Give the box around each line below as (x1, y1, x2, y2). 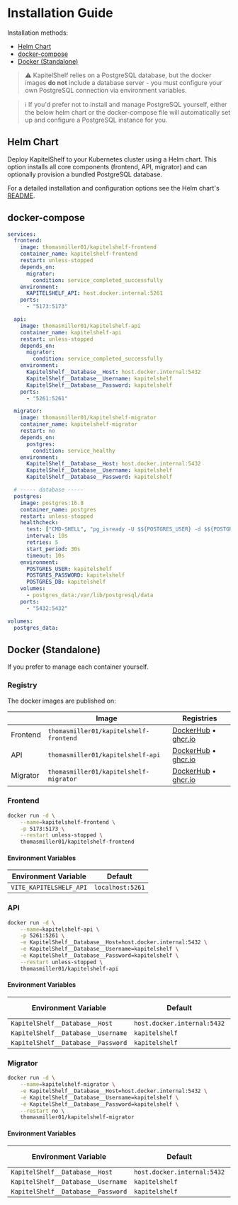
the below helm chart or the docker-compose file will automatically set (24, 108, 231, 116)
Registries (181, 713, 217, 723)
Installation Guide (7, 5, 113, 21)
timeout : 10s (25, 552, 65, 559)
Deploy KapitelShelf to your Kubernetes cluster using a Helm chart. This (7, 154, 217, 164)
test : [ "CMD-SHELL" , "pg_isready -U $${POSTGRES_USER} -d (25, 526, 201, 533)
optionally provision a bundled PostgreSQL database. (7, 170, 163, 179)
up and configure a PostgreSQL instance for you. (24, 115, 168, 124)
